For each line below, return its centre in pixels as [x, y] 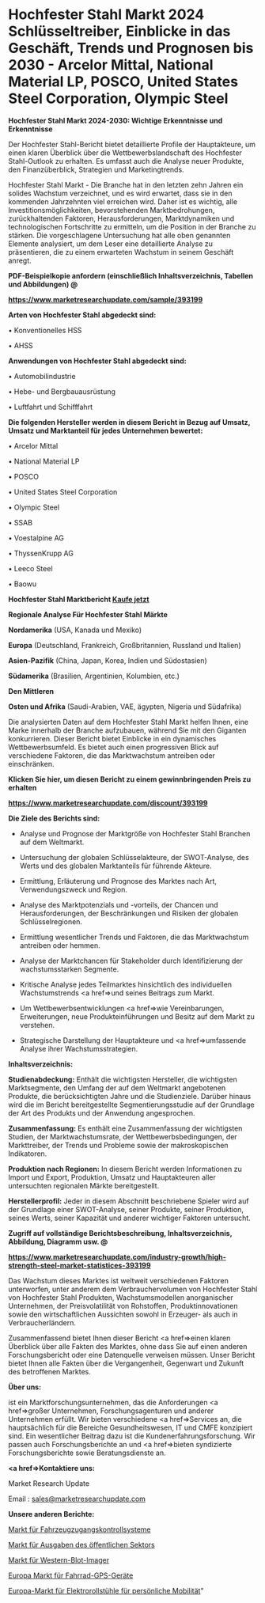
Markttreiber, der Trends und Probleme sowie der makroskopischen [118, 1145]
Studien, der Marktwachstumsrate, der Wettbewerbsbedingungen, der [123, 1136]
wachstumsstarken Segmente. [69, 969]
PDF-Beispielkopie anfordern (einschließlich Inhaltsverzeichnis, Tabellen [131, 275]
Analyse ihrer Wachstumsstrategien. [79, 1048]
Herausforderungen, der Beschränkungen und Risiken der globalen [129, 913]
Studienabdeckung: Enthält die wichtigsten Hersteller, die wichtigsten [123, 1079]
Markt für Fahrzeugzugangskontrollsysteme [79, 1529]
